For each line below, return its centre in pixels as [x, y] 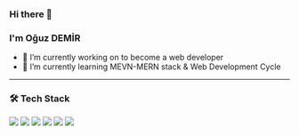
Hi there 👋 [31, 14]
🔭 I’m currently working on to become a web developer [123, 58]
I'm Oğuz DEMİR [45, 37]
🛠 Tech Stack [40, 99]
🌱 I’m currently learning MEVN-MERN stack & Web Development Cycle [152, 67]
